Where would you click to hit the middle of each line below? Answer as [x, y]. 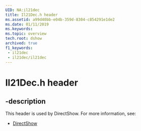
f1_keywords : [19, 48]
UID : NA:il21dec [22, 10]
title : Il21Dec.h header [32, 15]
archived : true [21, 43]
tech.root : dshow [24, 39]
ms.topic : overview [26, 34]
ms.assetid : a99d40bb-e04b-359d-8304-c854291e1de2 [60, 19]
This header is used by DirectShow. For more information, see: [71, 114]
